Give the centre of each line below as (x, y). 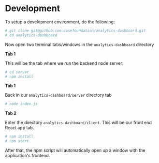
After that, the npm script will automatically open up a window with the (75, 150)
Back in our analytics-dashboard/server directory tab (58, 95)
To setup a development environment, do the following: (60, 22)
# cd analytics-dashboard (31, 35)
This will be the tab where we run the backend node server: (64, 63)
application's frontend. (28, 156)
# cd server (17, 72)
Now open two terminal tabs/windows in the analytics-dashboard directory (79, 44)
